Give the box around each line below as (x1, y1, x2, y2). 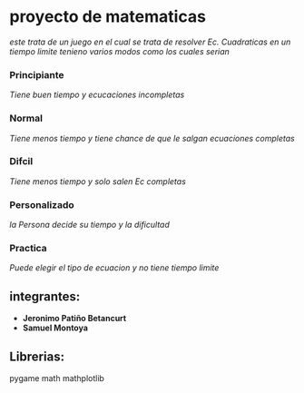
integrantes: (9, 289, 81, 304)
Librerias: (9, 349, 65, 364)
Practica (9, 242, 47, 255)
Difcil (9, 155, 34, 168)
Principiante (9, 68, 65, 81)
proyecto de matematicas (9, 6, 207, 27)
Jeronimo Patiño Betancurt (22, 313, 127, 324)
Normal (9, 112, 44, 124)
